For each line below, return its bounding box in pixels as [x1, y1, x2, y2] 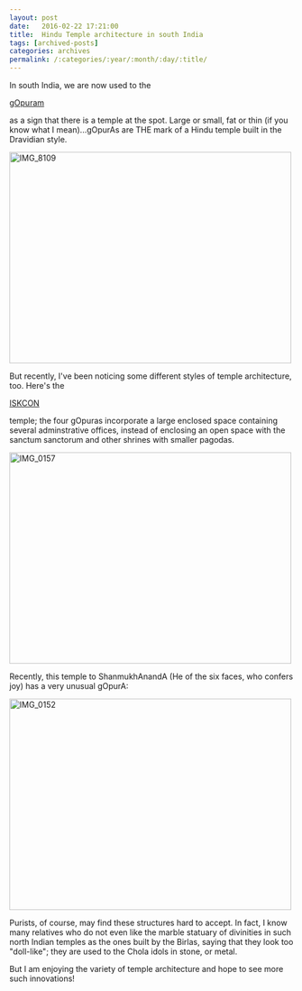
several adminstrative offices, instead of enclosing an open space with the [9, 425, 286, 436]
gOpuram [9, 97, 45, 108]
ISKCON [9, 398, 41, 408]
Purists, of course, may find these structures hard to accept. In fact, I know [9, 917, 288, 928]
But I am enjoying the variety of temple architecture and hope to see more [9, 964, 284, 974]
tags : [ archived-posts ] [9, 38, 99, 48]
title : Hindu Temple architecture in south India [9, 30, 204, 39]
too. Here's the [9, 381, 65, 390]
